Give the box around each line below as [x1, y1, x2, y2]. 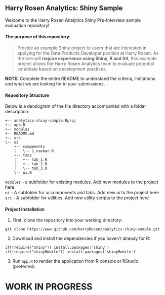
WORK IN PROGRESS [5, 281, 93, 292]
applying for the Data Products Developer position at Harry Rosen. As [17, 50, 159, 56]
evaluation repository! [5, 22, 49, 28]
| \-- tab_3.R [14, 166, 48, 171]
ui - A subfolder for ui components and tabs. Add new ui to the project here [5, 190, 159, 196]
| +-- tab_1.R [14, 157, 48, 162]
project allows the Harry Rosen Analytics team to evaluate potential [17, 61, 154, 67]
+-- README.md [5, 131, 35, 136]
